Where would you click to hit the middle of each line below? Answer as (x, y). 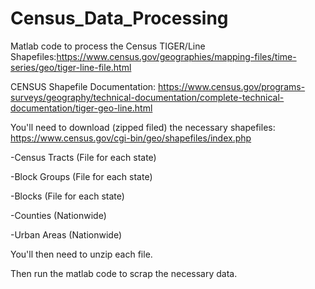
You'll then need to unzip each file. (81, 254)
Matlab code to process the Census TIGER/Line (108, 46)
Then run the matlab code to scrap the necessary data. (124, 273)
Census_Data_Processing (119, 18)
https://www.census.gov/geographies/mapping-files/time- (176, 56)
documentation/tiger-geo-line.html (81, 108)
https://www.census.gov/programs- (232, 86)
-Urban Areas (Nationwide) (66, 234)
